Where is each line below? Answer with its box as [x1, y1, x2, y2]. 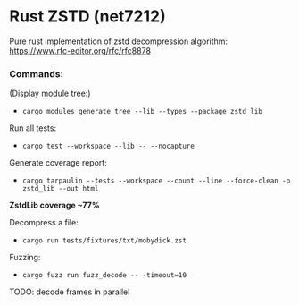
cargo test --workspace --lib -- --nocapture [21, 141, 195, 151]
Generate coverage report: [9, 157, 107, 168]
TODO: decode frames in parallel [9, 286, 130, 297]
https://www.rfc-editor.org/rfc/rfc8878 [9, 45, 152, 55]
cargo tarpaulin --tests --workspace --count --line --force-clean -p [21, 176, 291, 185]
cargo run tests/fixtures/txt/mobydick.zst [21, 236, 187, 245]
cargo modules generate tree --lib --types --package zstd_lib [21, 107, 263, 116]
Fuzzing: [9, 252, 41, 263]
